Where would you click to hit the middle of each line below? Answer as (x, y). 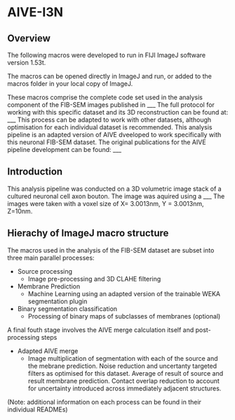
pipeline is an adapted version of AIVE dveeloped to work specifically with (114, 135)
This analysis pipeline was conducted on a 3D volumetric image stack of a (115, 189)
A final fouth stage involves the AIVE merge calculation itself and (101, 330)
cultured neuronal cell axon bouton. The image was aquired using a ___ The (116, 196)
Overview (29, 38)
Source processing (45, 271)
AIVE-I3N (35, 12)
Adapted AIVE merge (48, 351)
